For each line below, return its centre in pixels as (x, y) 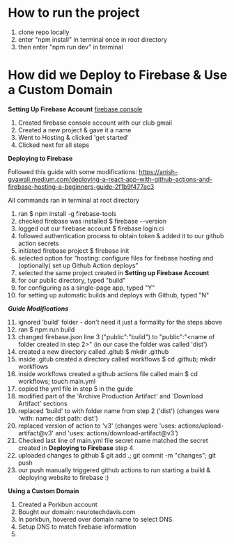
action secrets (38, 243)
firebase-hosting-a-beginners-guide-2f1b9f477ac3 (81, 187)
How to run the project (74, 13)
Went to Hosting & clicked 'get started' (73, 137)
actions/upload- (201, 426)
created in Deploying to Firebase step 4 (76, 448)
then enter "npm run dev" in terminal (71, 47)
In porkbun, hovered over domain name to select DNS (95, 519)
